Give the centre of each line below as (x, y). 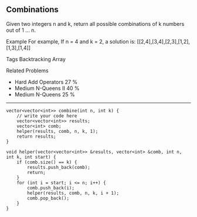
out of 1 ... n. (21, 30)
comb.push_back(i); (51, 188)
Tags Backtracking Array (36, 59)
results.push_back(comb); (59, 167)
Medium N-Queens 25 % (45, 94)
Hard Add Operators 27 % (46, 82)
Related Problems (27, 71)
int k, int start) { (31, 157)
